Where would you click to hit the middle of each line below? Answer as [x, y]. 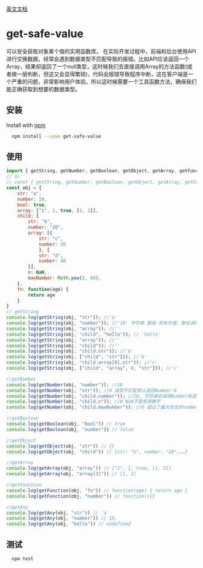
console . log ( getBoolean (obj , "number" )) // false [70, 429]
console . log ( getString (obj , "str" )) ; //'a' [62, 318]
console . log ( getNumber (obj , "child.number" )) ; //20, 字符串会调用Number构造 [101, 396]
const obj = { [24, 188]
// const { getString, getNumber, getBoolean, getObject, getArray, [94, 182]
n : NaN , [37, 272]
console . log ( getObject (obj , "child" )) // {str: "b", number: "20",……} [97, 452]
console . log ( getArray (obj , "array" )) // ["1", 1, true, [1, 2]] [89, 469]
